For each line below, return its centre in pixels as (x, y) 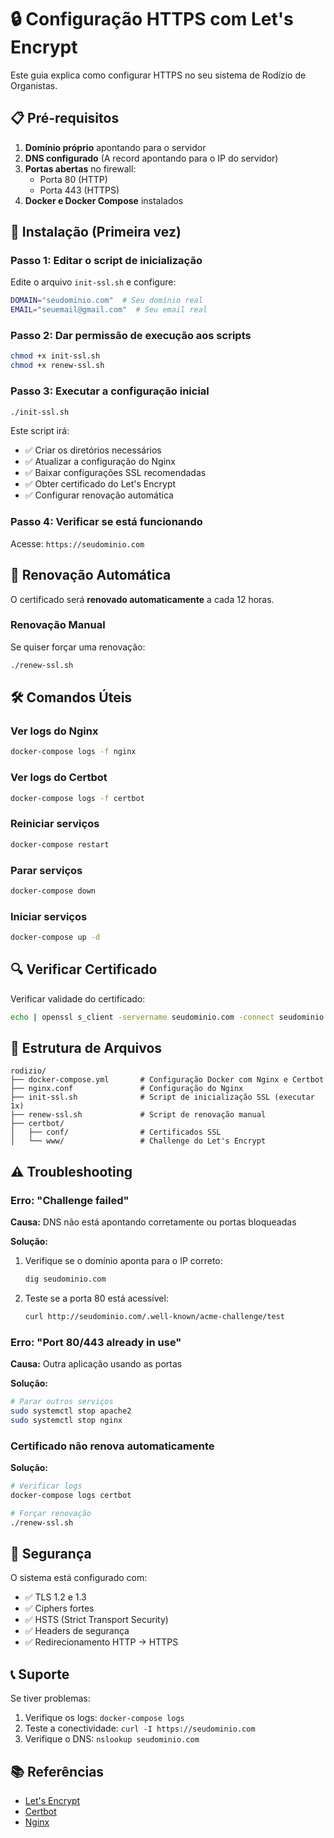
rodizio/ (28, 1071)
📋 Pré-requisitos (65, 118)
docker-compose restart (60, 844)
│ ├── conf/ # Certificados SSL (116, 1132)
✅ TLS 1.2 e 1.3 (55, 1597)
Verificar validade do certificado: (78, 998)
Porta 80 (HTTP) (73, 179)
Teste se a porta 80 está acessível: (96, 1298)
